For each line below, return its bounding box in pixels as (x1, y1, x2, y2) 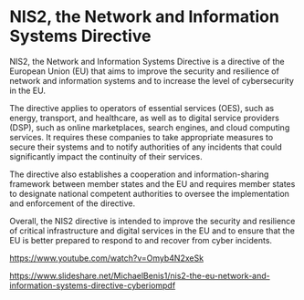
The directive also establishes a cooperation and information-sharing (9, 169, 269, 180)
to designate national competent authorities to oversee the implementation (9, 188, 290, 199)
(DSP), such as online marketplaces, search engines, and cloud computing (9, 121, 290, 133)
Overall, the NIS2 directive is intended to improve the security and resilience (9, 215, 296, 226)
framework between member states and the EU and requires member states (9, 178, 296, 189)
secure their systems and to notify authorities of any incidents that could (9, 141, 283, 152)
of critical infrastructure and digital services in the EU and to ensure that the (9, 225, 295, 236)
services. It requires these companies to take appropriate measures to (9, 131, 274, 142)
